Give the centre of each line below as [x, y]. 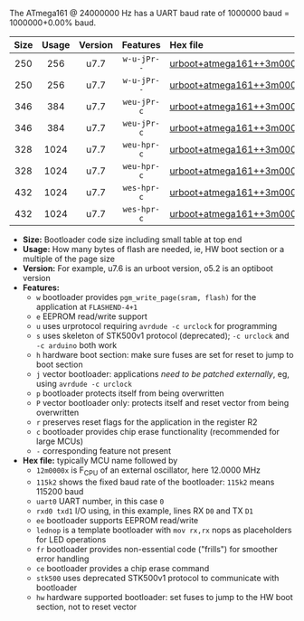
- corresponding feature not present [104, 451]
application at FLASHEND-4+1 [87, 307]
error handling [62, 559]
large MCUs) [60, 441]
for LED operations [71, 539]
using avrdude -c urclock [84, 384]
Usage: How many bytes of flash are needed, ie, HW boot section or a [153, 249]
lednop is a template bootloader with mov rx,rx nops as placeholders [164, 530]
